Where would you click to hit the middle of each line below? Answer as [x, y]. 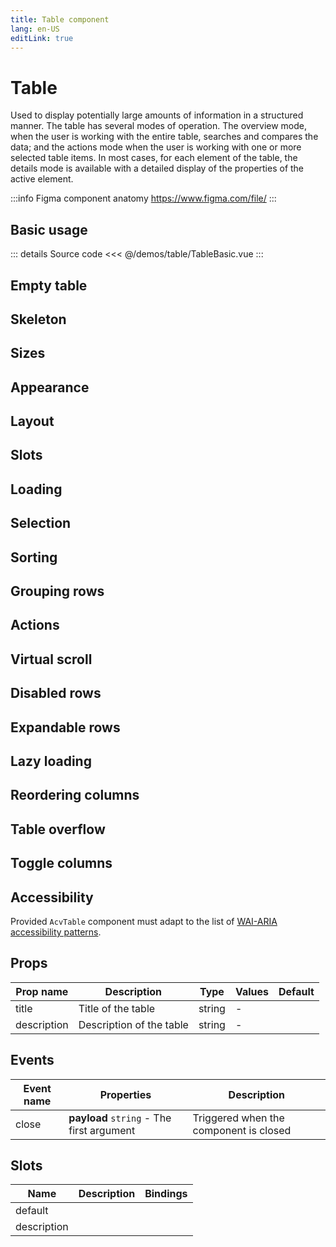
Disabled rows [56, 693]
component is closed [242, 1130]
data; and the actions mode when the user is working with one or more [156, 147]
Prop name [42, 991]
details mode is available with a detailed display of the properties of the [157, 168]
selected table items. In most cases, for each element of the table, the [154, 158]
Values [251, 991]
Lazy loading [51, 761]
